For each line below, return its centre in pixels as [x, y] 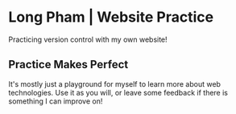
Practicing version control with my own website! [88, 39]
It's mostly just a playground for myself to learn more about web [115, 83]
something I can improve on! [56, 101]
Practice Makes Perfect [68, 65]
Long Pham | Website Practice [111, 17]
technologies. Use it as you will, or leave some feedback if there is [118, 92]
